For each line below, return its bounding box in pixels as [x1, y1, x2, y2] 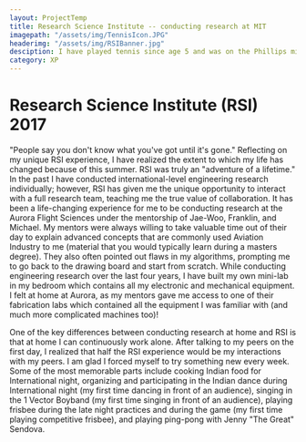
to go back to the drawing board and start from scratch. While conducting [9, 261, 287, 272]
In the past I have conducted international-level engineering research [9, 173, 269, 184]
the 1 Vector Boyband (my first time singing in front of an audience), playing [9, 394, 293, 406]
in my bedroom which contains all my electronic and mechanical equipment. [9, 280, 295, 291]
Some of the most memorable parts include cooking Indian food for [9, 365, 262, 376]
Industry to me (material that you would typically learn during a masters [9, 241, 278, 252]
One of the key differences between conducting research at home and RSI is [9, 326, 297, 337]
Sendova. [9, 423, 46, 434]
